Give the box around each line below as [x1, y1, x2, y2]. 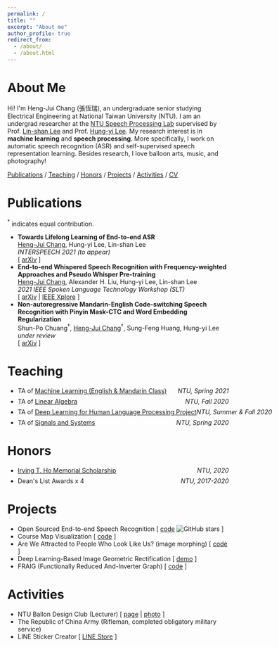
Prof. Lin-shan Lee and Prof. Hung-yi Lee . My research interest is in [7, 127, 202, 135]
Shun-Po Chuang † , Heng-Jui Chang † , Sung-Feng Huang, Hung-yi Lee [17, 323, 220, 333]
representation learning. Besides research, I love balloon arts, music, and [7, 149, 219, 158]
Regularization [17, 315, 62, 323]
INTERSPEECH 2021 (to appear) [17, 248, 111, 257]
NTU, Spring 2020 [176, 418, 229, 426]
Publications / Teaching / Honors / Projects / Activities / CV [7, 170, 179, 179]
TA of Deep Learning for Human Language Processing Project [17, 408, 197, 416]
